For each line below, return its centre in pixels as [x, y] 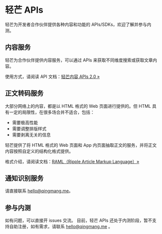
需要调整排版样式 [29, 128]
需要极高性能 [25, 122]
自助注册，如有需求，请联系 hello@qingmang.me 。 [61, 227]
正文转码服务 [24, 93]
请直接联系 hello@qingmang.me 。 [39, 191]
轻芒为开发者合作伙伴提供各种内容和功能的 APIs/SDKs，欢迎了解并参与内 [78, 24]
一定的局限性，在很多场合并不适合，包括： [52, 112]
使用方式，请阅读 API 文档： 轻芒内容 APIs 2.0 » [53, 77]
